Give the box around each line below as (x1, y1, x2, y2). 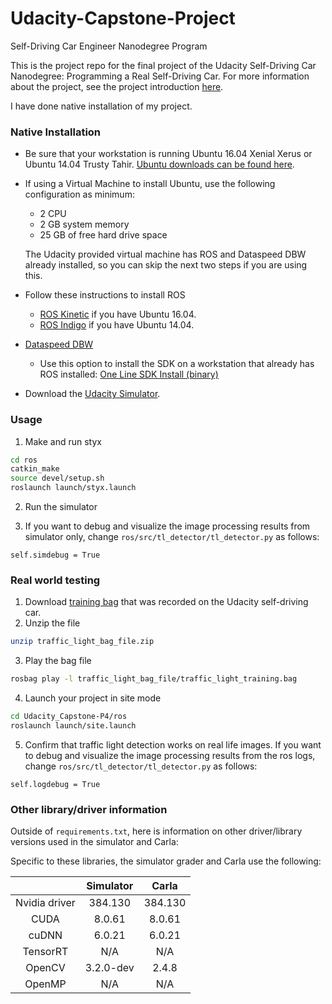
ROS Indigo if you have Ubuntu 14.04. (39, 319, 195, 331)
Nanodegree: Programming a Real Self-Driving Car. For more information (10, 70, 310, 82)
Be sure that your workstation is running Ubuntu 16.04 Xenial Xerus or (24, 148, 313, 160)
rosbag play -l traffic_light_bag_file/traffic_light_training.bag (10, 674, 298, 684)
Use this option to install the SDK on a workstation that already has (39, 358, 315, 370)
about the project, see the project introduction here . (10, 80, 224, 92)
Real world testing (10, 573, 101, 587)
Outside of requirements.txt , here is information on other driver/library (10, 825, 303, 837)
